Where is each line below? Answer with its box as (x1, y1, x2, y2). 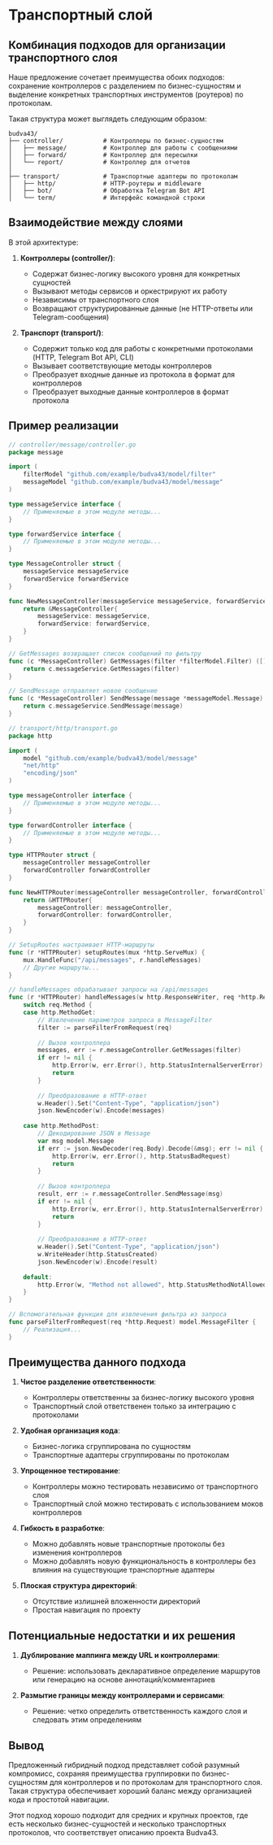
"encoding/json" (23, 769, 79, 777)
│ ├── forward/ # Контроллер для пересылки (8, 151, 198, 159)
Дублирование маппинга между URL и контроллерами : (19, 1651, 220, 1660)
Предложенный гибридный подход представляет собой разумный (8, 1760, 240, 1770)
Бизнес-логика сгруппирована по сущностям (32, 1442, 191, 1451)
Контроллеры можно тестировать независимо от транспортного (32, 1482, 258, 1491)
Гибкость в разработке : (19, 1523, 106, 1534)
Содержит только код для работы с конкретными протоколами (32, 343, 253, 353)
